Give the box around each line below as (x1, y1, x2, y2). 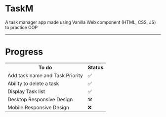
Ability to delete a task (7, 80, 59, 87)
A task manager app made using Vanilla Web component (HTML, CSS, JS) (5, 19, 156, 25)
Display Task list (7, 88, 45, 95)
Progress (5, 46, 43, 58)
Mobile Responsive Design (7, 104, 69, 111)
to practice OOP (5, 24, 38, 30)
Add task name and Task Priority (7, 72, 83, 79)
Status (87, 64, 104, 71)
